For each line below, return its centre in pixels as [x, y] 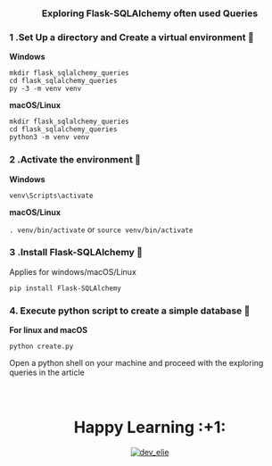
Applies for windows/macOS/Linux [73, 271]
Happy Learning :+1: [150, 428]
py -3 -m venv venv [45, 89]
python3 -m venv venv [49, 137]
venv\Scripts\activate [51, 196]
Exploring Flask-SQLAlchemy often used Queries [150, 13]
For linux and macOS [48, 330]
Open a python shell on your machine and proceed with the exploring [136, 363]
